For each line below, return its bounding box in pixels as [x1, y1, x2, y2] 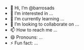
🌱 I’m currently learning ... [10, 16, 65, 21]
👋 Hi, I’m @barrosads [10, 5, 55, 11]
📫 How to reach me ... [10, 27, 58, 33]
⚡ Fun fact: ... [10, 40, 38, 46]
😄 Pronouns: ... [10, 34, 43, 40]
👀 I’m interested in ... [10, 10, 53, 16]
